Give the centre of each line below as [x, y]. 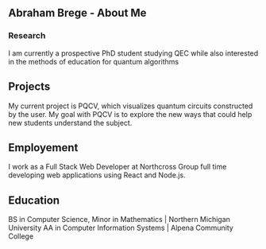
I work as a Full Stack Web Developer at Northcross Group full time [118, 167]
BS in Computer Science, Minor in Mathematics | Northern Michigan [119, 220]
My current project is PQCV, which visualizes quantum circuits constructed [131, 106]
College [21, 236]
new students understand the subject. [70, 123]
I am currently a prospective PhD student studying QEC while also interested [133, 53]
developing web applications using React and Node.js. [97, 175]
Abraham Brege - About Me [77, 13]
